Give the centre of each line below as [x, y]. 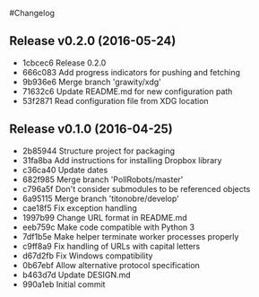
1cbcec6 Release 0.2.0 [64, 63]
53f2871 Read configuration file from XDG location [115, 100]
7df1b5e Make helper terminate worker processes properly [130, 236]
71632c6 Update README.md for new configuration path [127, 91]
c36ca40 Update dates [65, 170]
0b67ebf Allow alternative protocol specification [111, 265]
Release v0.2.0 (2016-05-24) [93, 41]
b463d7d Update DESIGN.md [77, 275]
